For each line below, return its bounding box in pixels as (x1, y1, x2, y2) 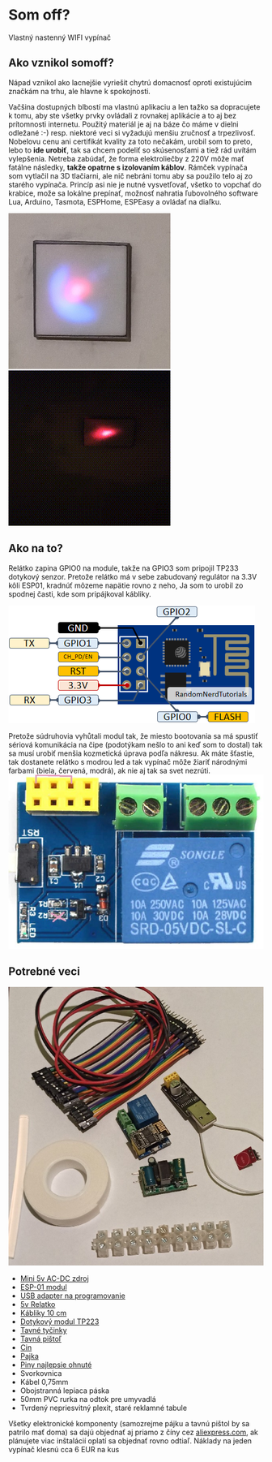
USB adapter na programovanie (19, 1291, 125, 1300)
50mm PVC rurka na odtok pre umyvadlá (19, 1395, 156, 1404)
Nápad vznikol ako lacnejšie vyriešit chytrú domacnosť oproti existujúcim (8, 77, 253, 87)
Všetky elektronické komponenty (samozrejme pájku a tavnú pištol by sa (8, 1419, 250, 1429)
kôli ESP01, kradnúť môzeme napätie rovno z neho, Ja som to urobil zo (8, 580, 244, 590)
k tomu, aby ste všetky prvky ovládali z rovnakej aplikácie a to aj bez (8, 110, 237, 120)
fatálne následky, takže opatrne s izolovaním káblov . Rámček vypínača (8, 162, 249, 172)
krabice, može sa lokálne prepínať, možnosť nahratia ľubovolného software (8, 188, 259, 198)
